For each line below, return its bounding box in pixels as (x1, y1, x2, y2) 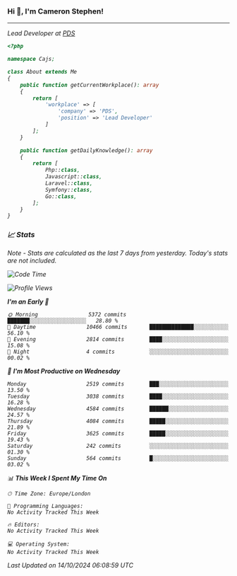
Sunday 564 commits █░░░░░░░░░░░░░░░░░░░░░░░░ (7, 454, 229, 462)
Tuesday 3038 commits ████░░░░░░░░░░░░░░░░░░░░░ (7, 393, 229, 400)
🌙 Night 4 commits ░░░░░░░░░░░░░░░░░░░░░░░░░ (7, 348, 229, 355)
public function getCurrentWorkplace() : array (20, 81, 159, 88)
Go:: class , (44, 192, 78, 200)
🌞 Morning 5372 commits (7, 311, 127, 318)
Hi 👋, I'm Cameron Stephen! (7, 6, 104, 16)
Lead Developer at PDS (7, 29, 75, 38)
